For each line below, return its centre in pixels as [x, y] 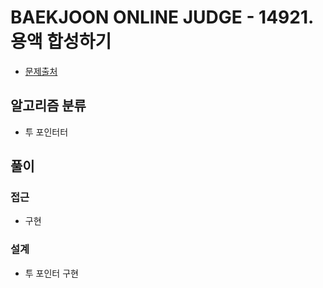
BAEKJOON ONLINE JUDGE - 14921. [162, 17]
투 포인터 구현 [51, 273]
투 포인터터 [46, 132]
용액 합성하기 [61, 42]
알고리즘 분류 [48, 106]
